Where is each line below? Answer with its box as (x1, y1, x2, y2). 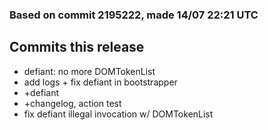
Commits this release (9, 39, 145, 56)
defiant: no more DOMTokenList (23, 65, 156, 77)
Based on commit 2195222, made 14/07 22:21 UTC (9, 8, 259, 22)
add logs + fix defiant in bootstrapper (23, 76, 178, 88)
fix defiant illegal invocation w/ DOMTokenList (23, 108, 214, 120)
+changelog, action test (23, 97, 122, 109)
